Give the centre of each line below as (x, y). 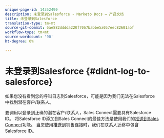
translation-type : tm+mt (30, 23)
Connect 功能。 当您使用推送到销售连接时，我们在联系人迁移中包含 (72, 124)
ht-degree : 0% (20, 41)
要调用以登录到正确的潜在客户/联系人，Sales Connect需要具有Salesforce (78, 112)
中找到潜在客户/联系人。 (30, 102)
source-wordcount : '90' (29, 37)
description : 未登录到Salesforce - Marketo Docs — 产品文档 (64, 14)
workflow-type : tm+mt (27, 32)
